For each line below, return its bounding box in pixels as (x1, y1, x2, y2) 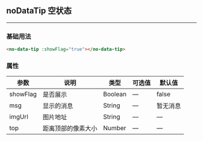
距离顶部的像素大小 (42, 124, 98, 133)
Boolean (103, 90, 127, 98)
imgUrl (9, 113, 28, 121)
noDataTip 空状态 (6, 5, 72, 16)
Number (103, 124, 127, 133)
